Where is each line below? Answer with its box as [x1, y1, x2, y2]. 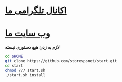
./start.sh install [5, 72, 46, 77]
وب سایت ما [5, 28, 50, 39]
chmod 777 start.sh [5, 68, 46, 73]
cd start [5, 63, 23, 68]
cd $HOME [5, 54, 23, 59]
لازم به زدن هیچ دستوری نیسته [5, 44, 60, 50]
